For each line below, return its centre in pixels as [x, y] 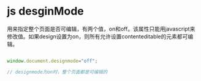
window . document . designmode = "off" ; [52, 61]
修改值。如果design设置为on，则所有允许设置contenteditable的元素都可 [97, 36]
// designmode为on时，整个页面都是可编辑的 [57, 72]
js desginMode [46, 11]
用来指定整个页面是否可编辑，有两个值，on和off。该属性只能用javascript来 [101, 29]
